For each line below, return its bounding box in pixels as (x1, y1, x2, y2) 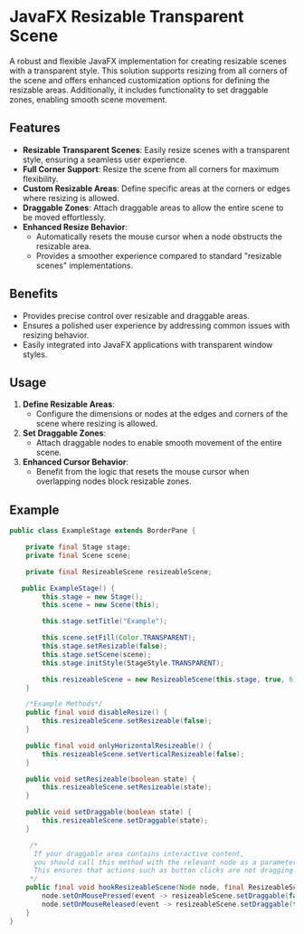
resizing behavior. (22, 329, 90, 341)
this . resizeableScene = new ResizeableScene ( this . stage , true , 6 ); (42, 675, 301, 684)
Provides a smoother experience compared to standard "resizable (35, 250, 282, 261)
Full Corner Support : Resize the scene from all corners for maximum (22, 163, 280, 174)
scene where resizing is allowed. (35, 419, 158, 429)
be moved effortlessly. (22, 211, 107, 223)
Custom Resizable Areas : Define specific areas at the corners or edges (22, 183, 291, 194)
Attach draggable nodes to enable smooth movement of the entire (35, 438, 282, 448)
